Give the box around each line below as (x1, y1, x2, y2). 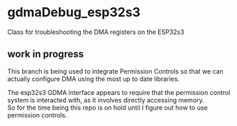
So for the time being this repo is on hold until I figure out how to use (7, 103, 208, 112)
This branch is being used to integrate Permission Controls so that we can (7, 67, 224, 75)
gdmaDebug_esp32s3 (7, 4, 140, 21)
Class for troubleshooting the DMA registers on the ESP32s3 (7, 28, 184, 36)
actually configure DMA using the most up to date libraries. (7, 74, 180, 83)
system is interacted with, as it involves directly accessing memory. (7, 96, 204, 104)
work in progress (7, 48, 84, 60)
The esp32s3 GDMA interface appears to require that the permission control (7, 88, 231, 96)
